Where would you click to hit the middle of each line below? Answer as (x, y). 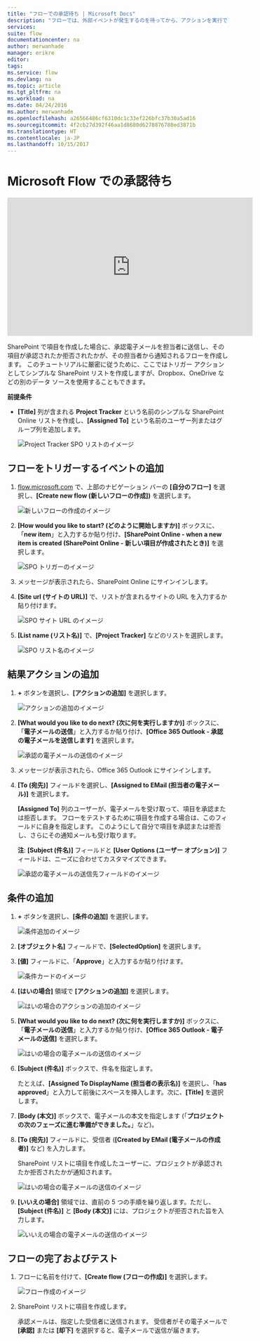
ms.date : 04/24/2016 (37, 105)
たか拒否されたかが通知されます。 (66, 1172)
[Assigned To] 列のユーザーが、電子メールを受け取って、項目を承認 (115, 808)
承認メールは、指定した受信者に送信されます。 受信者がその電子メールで (122, 1321)
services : (22, 27)
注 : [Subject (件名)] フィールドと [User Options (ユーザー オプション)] (118, 850)
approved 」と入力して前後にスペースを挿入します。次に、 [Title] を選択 (121, 1092)
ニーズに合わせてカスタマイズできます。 (112, 859)
